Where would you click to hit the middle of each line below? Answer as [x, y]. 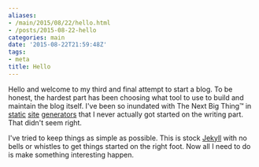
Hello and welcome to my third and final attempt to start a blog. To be [120, 89]
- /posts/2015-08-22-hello [52, 30]
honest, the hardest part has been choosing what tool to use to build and [126, 97]
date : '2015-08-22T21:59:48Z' [58, 45]
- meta [19, 60]
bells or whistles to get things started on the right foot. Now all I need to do [129, 146]
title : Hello [30, 67]
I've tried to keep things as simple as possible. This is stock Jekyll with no [128, 138]
